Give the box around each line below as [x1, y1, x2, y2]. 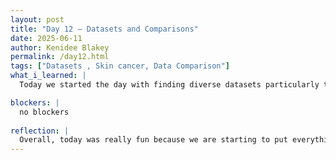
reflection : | [10, 126, 70, 136]
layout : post [10, 14, 65, 25]
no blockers [19, 107, 70, 117]
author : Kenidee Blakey [10, 42, 110, 53]
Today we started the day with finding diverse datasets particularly [19, 80, 320, 90]
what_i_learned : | [10, 71, 87, 81]
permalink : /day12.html [10, 52, 110, 62]
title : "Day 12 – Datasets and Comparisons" [10, 24, 199, 34]
